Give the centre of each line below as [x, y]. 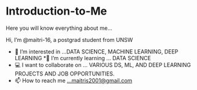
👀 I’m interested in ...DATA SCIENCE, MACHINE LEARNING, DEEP [96, 51]
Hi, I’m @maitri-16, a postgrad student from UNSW [69, 40]
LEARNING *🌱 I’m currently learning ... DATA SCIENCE [83, 58]
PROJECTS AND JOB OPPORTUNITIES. [64, 74]
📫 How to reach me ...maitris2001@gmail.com [73, 80]
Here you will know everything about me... [59, 28]
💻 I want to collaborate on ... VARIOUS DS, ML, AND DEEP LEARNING [103, 64]
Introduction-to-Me [56, 11]
